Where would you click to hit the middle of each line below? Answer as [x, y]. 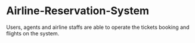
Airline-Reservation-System [78, 11]
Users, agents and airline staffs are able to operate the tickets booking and [98, 27]
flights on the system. [33, 33]
